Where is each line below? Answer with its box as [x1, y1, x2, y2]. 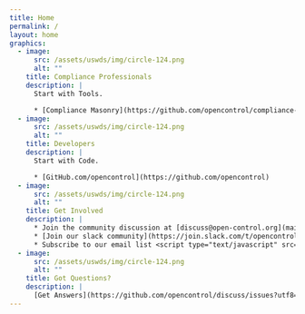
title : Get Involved [25, 206, 103, 216]
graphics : [9, 38, 47, 48]
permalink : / [9, 22, 59, 31]
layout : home [9, 30, 59, 39]
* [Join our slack [33, 231, 103, 240]
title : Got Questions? [25, 274, 112, 283]
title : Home [9, 13, 54, 23]
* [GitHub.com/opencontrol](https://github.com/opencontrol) [33, 172, 271, 182]
